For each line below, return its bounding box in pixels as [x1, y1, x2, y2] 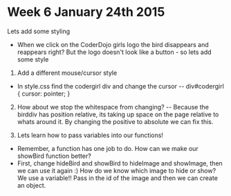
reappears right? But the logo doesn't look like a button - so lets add [17, 48, 212, 56]
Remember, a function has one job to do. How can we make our [17, 144, 198, 152]
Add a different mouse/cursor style [17, 69, 118, 77]
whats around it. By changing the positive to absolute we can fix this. [17, 117, 214, 125]
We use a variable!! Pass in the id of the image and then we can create [17, 174, 218, 182]
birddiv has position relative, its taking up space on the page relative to [17, 110, 219, 118]
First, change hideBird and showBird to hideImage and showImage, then [17, 159, 223, 167]
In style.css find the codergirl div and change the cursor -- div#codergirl [17, 82, 225, 90]
